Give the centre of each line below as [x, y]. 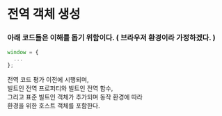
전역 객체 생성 [44, 14]
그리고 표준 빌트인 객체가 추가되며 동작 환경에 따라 [75, 97]
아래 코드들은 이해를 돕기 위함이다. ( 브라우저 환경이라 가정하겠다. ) [111, 38]
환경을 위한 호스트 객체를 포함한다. [54, 106]
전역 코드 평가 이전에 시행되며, [48, 80]
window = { [23, 53]
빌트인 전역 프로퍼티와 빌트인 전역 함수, [60, 88]
